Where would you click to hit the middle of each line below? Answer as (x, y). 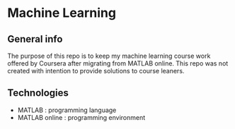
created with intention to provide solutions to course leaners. (96, 71)
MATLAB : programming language (67, 110)
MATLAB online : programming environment (81, 117)
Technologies (38, 93)
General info (35, 39)
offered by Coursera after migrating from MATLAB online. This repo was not (118, 63)
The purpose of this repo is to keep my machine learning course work (109, 56)
